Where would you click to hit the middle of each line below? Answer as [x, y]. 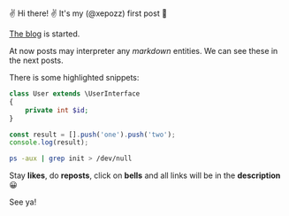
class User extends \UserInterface [75, 94]
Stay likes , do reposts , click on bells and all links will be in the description [145, 175]
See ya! [23, 202]
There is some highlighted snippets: [74, 77]
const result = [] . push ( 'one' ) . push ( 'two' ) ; [92, 135]
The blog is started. [45, 34]
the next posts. [36, 60]
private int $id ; [57, 110]
